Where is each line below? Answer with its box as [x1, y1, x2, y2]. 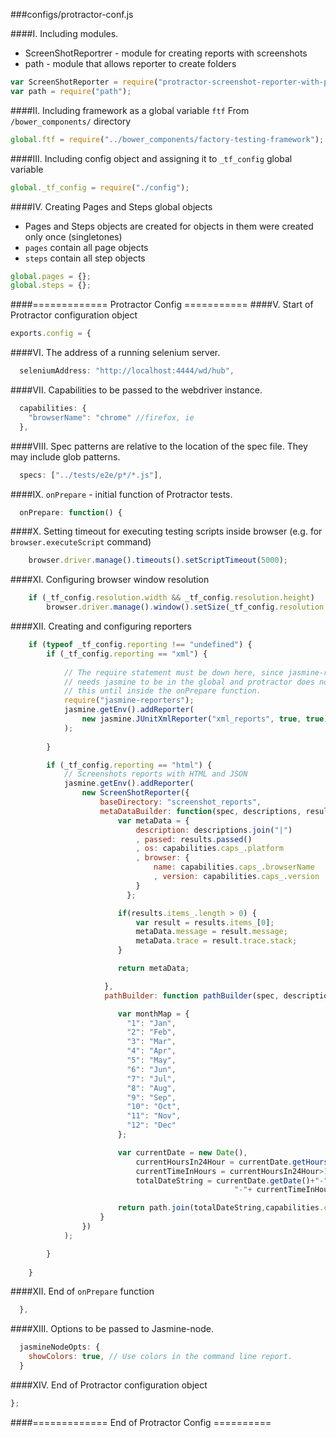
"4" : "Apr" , [126, 1046, 177, 1056]
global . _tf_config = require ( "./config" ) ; [10, 182, 190, 193]
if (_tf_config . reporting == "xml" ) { [46, 649, 208, 659]
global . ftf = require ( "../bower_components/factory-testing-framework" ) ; [10, 134, 325, 144]
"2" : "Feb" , [126, 1027, 177, 1038]
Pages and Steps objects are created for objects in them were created [24, 220, 314, 232]
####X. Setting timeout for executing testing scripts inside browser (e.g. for [10, 525, 323, 538]
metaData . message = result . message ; [135, 927, 288, 937]
